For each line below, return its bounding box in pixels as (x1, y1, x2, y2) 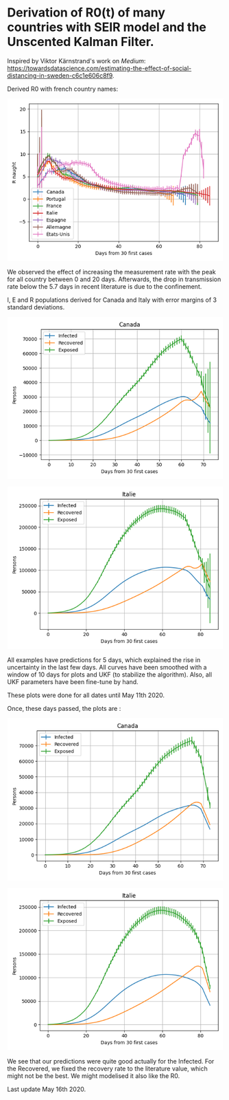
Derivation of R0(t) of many (7, 5, 166, 21)
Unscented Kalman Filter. (7, 34, 154, 49)
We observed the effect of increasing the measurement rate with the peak (7, 267, 216, 276)
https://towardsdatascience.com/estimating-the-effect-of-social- (7, 64, 192, 72)
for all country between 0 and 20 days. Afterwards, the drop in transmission (7, 275, 221, 283)
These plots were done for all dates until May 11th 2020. (7, 691, 165, 699)
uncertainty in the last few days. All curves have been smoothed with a (7, 663, 207, 671)
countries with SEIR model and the (7, 19, 207, 35)
